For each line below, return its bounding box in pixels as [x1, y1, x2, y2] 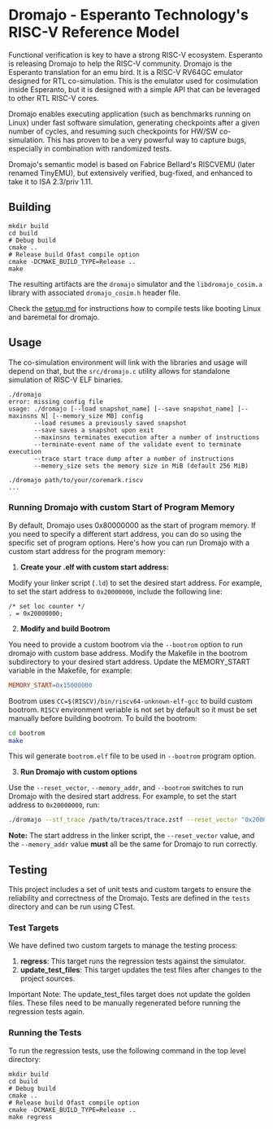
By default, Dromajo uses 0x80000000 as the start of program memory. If [8, 520, 256, 530]
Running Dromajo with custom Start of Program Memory [8, 502, 236, 513]
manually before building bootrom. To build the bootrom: [8, 713, 197, 723]
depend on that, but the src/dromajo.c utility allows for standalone [8, 366, 230, 376]
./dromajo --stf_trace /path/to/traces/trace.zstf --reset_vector [8, 816, 238, 824]
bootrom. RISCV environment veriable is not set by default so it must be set [8, 705, 258, 714]
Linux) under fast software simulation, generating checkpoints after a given [8, 117, 260, 127]
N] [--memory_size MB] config [41, 411, 144, 420]
